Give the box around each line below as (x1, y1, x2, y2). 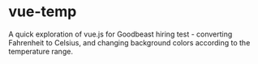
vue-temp (8, 2, 77, 21)
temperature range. (8, 46, 73, 56)
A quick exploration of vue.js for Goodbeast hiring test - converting (8, 29, 233, 39)
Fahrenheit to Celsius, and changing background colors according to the (8, 37, 251, 47)
